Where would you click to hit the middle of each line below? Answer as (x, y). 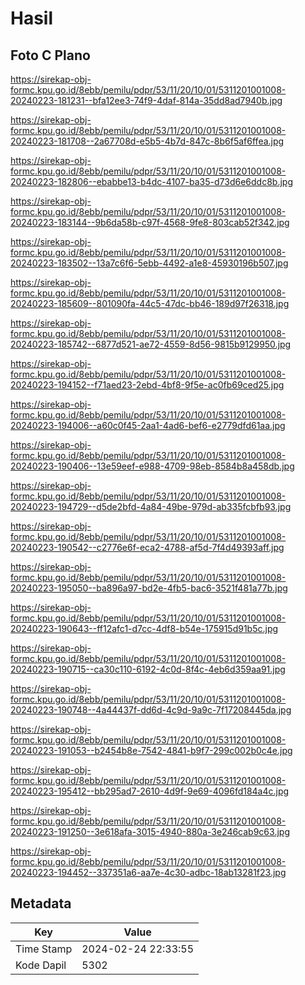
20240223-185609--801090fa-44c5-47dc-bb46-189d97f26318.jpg (150, 303)
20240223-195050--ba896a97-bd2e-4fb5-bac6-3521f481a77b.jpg (149, 588)
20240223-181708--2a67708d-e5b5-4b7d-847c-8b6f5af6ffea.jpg (147, 141)
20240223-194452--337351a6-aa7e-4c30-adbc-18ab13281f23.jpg (148, 872)
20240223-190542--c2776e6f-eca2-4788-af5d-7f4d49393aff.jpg (147, 547)
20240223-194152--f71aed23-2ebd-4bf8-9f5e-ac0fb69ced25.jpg (147, 385)
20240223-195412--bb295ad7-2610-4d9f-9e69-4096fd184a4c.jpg (150, 791)
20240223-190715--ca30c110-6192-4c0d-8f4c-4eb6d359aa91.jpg (148, 669)
